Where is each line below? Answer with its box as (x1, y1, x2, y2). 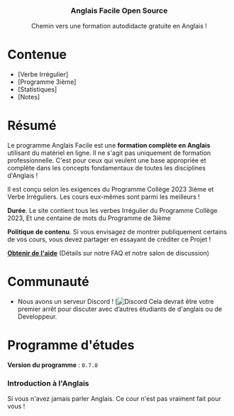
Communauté (7, 274, 90, 290)
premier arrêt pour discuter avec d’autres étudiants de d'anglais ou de (17, 305, 222, 314)
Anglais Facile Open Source (70, 6, 168, 16)
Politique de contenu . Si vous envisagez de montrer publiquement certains (7, 228, 228, 236)
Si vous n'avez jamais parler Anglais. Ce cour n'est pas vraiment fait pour (7, 395, 221, 403)
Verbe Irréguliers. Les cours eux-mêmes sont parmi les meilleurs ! (7, 192, 200, 201)
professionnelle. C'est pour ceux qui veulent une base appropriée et (7, 156, 206, 165)
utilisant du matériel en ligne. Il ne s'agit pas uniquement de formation (7, 148, 211, 158)
